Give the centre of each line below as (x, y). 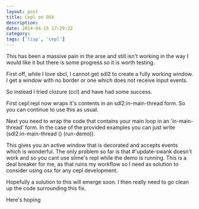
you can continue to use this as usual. (53, 110)
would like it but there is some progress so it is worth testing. (80, 62)
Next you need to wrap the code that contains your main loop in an (88, 121)
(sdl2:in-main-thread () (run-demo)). (50, 134)
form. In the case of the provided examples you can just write (100, 127)
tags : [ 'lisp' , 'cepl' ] (36, 39)
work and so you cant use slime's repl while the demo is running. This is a (97, 158)
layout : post (22, 12)
